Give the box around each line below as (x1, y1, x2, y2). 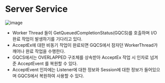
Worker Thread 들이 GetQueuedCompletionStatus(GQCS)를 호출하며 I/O (12, 29, 157, 35)
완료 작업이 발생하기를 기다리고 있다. (12, 36, 82, 42)
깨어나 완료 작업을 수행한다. (12, 48, 66, 54)
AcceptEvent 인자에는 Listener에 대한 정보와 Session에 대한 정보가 (12, 66, 143, 72)
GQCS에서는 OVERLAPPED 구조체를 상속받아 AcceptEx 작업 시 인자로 (12, 54, 149, 60)
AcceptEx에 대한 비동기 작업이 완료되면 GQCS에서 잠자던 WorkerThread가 (12, 42, 158, 48)
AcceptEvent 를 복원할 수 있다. (17, 60, 78, 66)
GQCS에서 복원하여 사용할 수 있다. (17, 73, 84, 79)
